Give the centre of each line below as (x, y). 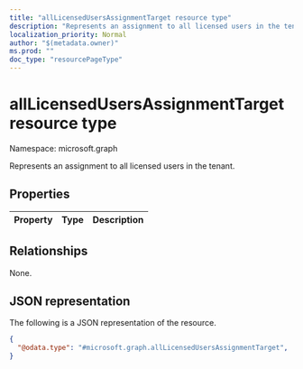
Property (33, 219)
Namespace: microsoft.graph (64, 148)
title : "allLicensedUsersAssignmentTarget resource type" (120, 18)
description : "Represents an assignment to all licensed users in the (145, 26)
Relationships (49, 251)
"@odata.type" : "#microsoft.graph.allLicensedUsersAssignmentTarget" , (153, 348)
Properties (40, 194)
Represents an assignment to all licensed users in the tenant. (122, 166)
